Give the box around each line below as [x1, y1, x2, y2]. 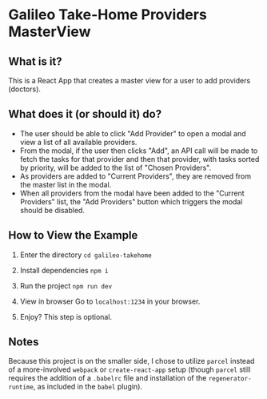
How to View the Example [8, 228, 138, 242]
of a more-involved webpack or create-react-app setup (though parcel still [8, 365, 251, 374]
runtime [8, 383, 34, 392]
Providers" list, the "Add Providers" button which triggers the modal [19, 196, 243, 206]
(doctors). [8, 84, 42, 94]
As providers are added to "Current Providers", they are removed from [19, 171, 252, 181]
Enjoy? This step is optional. [19, 312, 113, 321]
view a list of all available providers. [19, 137, 137, 147]
